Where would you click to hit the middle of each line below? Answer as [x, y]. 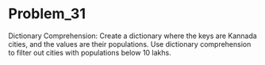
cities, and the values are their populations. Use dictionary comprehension [130, 44]
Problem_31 [47, 14]
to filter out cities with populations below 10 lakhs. [90, 52]
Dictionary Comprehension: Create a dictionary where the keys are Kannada [133, 36]
